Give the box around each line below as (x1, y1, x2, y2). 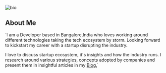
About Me (5, 19, 36, 27)
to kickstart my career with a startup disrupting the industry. (5, 42, 128, 48)
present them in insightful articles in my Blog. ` (5, 62, 99, 68)
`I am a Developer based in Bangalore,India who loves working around (5, 32, 148, 38)
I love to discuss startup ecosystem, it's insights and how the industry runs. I (5, 51, 162, 57)
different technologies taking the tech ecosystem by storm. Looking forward (5, 37, 161, 43)
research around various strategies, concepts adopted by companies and (5, 57, 155, 63)
